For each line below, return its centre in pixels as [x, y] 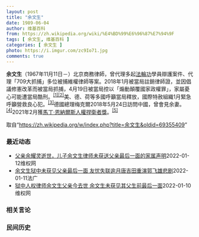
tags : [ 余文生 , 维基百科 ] [38, 39]
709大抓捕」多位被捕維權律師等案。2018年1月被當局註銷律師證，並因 [101, 81]
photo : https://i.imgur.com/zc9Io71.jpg [57, 51]
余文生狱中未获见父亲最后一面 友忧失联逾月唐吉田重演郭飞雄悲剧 [94, 170]
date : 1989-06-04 [28, 23]
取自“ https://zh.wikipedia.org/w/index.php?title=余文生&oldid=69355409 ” [97, 124]
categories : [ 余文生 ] [34, 45]
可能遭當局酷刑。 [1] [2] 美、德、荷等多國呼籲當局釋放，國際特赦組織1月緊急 [101, 96]
